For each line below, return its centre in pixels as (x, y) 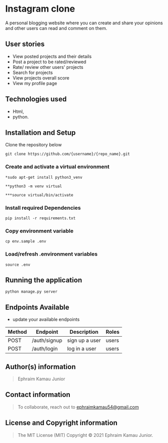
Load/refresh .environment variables (51, 254)
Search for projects (33, 72)
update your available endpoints (46, 319)
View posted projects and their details (52, 56)
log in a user (82, 349)
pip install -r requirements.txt (40, 218)
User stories (25, 44)
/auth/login (45, 349)
